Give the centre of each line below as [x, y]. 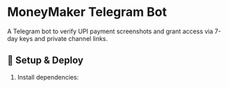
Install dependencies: [48, 77]
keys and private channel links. [64, 38]
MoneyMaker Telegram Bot [87, 12]
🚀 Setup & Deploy [45, 61]
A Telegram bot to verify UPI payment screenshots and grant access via [110, 31]
